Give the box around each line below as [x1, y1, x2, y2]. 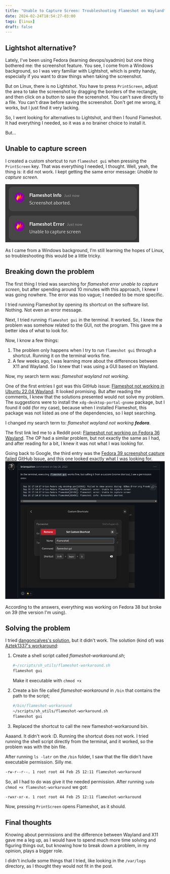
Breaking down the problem [5, 267, 95, 276]
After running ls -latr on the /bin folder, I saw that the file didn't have [5, 753, 153, 759]
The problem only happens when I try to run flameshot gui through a [12, 347, 156, 353]
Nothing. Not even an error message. [5, 307, 82, 313]
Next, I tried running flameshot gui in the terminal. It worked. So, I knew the [5, 317, 163, 323]
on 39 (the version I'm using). [5, 609, 67, 615]
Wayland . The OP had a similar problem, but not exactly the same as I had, [5, 435, 160, 441]
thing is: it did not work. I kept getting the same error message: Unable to [5, 168, 158, 174]
